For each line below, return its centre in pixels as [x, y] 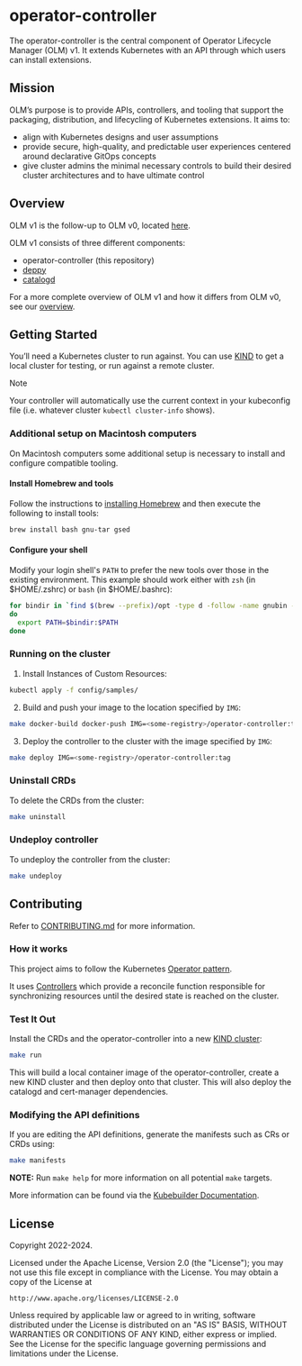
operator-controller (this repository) [88, 260]
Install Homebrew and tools [62, 484]
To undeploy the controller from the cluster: [90, 859]
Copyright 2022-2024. [51, 1245]
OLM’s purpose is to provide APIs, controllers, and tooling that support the [147, 110]
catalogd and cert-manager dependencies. [89, 1092]
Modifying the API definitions [75, 1115]
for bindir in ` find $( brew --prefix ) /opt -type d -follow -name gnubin [148, 606]
